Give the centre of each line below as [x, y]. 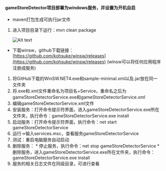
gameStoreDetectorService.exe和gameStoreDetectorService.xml [79, 97]
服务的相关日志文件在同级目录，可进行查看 [56, 164]
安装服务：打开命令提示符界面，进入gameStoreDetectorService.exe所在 [86, 110]
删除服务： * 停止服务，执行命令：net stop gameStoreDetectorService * [86, 146]
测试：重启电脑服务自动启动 [41, 140]
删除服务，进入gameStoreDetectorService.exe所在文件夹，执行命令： [84, 152]
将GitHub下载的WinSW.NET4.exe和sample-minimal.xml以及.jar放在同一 [85, 79]
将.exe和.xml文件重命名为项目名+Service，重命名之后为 [69, 91]
